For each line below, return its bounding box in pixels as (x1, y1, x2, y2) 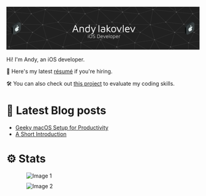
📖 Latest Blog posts (6, 104, 107, 118)
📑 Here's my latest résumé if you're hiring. (6, 68, 113, 75)
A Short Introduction (15, 130, 67, 138)
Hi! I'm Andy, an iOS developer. (6, 56, 85, 63)
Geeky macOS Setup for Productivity (15, 124, 109, 132)
